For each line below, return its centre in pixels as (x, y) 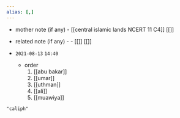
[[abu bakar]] (50, 72)
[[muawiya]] (49, 97)
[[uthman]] (47, 84)
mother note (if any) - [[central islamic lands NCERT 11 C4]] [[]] (95, 29)
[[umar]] (44, 78)
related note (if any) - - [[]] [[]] (53, 41)
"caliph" (17, 109)
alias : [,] (20, 12)
